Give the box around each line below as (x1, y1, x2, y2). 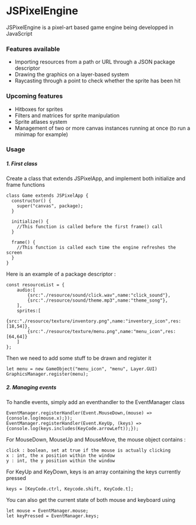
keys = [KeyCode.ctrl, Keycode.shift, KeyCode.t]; (6, 486, 134, 492)
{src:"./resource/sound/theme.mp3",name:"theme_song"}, (27, 297, 168, 303)
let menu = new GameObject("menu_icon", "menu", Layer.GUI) (6, 366, 158, 372)
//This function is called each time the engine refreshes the (17, 245, 176, 251)
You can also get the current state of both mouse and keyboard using (6, 497, 176, 504)
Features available (6, 44, 60, 53)
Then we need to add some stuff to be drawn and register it (6, 354, 152, 362)
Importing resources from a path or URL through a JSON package (14, 58, 175, 66)
